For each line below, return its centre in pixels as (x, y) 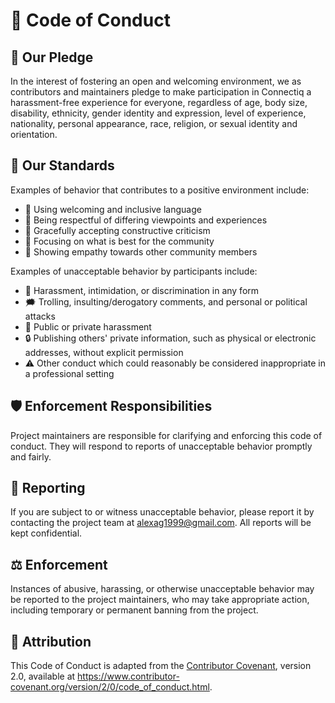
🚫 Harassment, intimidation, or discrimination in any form (142, 290)
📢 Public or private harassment (88, 326)
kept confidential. (46, 533)
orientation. (34, 134)
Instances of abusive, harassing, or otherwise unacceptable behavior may (162, 589)
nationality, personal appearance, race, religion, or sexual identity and (154, 123)
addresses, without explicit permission (104, 352)
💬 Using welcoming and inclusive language (113, 209)
